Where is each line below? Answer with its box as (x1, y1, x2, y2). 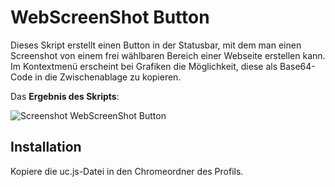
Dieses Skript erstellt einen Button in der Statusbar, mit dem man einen (10, 39, 302, 51)
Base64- (279, 60, 316, 72)
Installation (10, 139, 82, 156)
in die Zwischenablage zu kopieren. (34, 71, 182, 83)
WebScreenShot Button (10, 6, 210, 29)
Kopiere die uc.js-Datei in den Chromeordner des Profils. (10, 165, 244, 177)
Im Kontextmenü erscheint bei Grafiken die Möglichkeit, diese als (10, 60, 278, 72)
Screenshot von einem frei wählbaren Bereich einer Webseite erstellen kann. (10, 49, 326, 61)
